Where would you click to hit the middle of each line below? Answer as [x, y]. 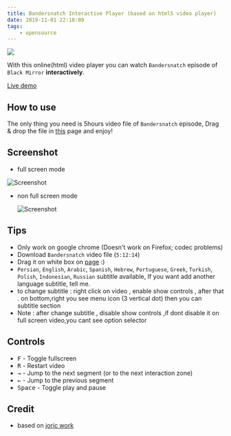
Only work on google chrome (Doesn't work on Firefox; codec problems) [120, 247]
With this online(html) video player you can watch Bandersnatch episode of [112, 65]
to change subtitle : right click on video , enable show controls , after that [121, 291]
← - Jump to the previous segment [65, 380]
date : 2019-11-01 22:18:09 [46, 20]
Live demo [22, 86]
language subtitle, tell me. [54, 284]
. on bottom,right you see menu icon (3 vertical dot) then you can [109, 298]
